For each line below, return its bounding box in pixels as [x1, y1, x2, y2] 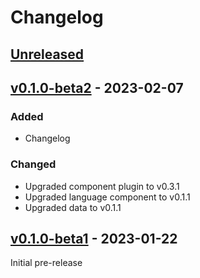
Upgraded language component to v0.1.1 [24, 191, 191, 203]
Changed [10, 157, 57, 171]
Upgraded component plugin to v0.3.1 [24, 180, 180, 192]
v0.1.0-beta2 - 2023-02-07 [10, 79, 184, 96]
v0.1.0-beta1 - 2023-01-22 [10, 230, 178, 247]
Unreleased [10, 46, 85, 63]
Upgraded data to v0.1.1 [24, 201, 122, 213]
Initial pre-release [10, 257, 83, 269]
